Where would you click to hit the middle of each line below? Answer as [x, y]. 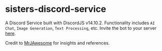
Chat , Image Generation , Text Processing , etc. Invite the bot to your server [81, 28]
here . [10, 33]
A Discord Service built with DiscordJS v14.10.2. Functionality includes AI [80, 23]
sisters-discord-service [56, 9]
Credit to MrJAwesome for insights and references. [58, 43]
